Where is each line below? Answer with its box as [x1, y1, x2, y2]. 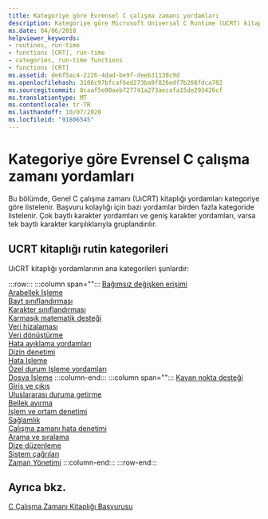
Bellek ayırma [8, 397, 53, 408]
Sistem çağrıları [8, 449, 60, 458]
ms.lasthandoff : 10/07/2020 [8, 109, 102, 117]
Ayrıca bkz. [8, 481, 66, 494]
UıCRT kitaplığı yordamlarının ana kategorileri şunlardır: [8, 263, 190, 273]
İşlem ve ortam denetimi [8, 406, 88, 416]
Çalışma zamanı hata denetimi [8, 423, 108, 433]
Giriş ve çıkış [8, 381, 50, 390]
